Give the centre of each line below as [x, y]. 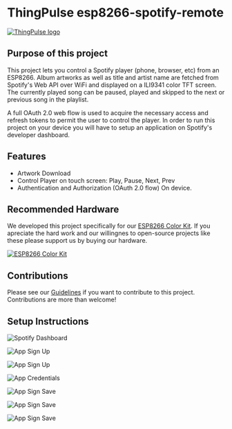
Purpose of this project [58, 53]
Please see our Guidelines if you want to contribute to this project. [101, 292]
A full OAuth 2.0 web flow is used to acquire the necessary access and [108, 112]
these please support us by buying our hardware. [77, 241]
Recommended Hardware [63, 209]
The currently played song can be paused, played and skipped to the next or [116, 92]
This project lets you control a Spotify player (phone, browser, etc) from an [113, 70]
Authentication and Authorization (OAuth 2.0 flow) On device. [104, 188]
